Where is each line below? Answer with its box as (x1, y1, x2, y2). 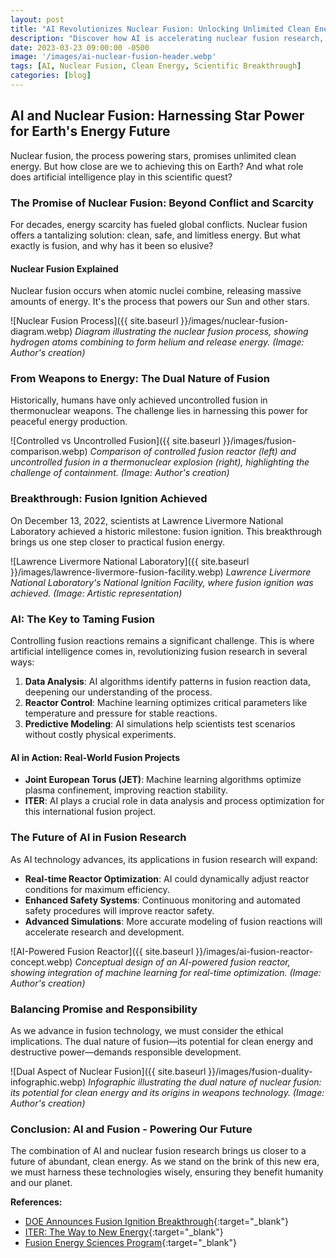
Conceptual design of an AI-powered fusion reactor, (74, 956, 291, 968)
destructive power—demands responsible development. (10, 1046, 242, 1058)
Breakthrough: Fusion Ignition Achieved (10, 492, 208, 506)
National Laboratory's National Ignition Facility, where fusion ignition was (10, 576, 314, 588)
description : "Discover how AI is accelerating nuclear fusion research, (10, 33, 325, 43)
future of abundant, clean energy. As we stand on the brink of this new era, (10, 1156, 320, 1168)
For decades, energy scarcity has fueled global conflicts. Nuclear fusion (10, 218, 308, 230)
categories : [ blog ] (10, 71, 92, 81)
